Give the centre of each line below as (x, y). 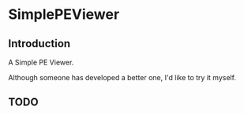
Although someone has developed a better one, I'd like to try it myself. (122, 77)
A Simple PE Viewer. (41, 62)
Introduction (39, 44)
